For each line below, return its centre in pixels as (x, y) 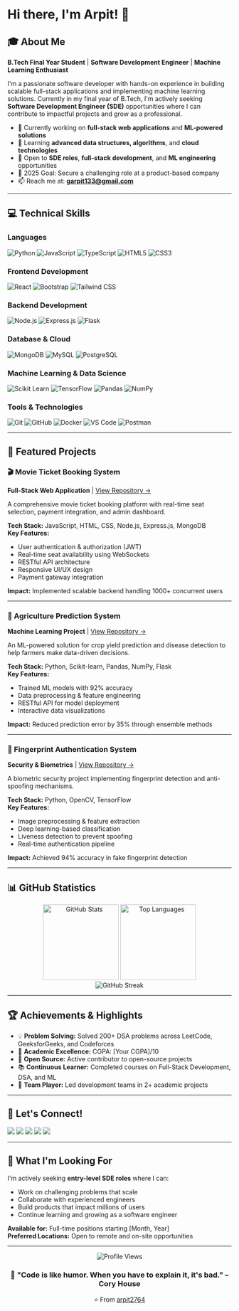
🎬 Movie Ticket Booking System (64, 472)
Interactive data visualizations (61, 711)
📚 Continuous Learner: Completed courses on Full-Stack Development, (124, 1067)
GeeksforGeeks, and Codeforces (66, 1044)
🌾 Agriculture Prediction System (64, 616)
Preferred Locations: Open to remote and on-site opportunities (100, 1236)
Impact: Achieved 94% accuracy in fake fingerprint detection (97, 858)
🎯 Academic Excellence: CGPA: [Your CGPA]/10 (88, 1051)
